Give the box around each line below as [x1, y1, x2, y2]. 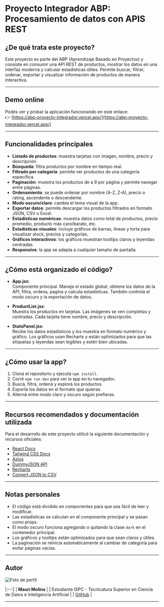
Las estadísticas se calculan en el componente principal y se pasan [12, 514, 148, 519]
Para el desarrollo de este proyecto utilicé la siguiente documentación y [5, 431, 149, 437]
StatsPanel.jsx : [12, 324, 44, 329]
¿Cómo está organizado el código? [5, 265, 113, 274]
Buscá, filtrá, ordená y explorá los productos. [12, 381, 103, 387]
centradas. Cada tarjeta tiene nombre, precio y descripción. [12, 314, 133, 320]
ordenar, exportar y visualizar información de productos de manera [5, 72, 140, 77]
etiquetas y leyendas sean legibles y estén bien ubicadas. [12, 339, 128, 345]
